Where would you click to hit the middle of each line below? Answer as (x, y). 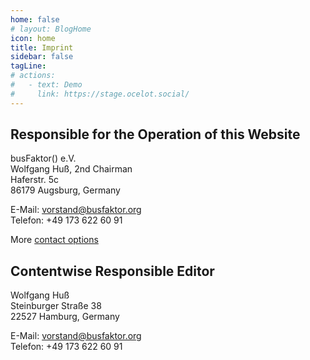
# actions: (33, 76)
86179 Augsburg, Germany (65, 190)
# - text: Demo (46, 85)
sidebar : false (42, 57)
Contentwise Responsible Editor (112, 271)
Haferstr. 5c (35, 180)
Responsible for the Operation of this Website (155, 134)
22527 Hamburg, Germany (65, 317)
